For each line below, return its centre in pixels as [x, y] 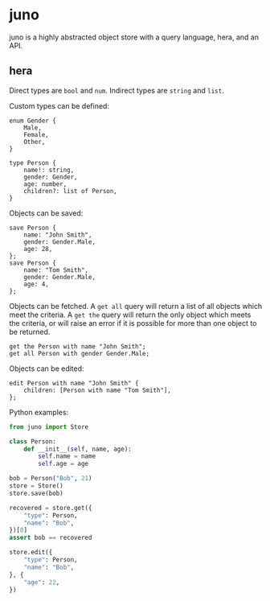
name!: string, [49, 170]
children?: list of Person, [70, 191]
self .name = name [67, 456]
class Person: [33, 441]
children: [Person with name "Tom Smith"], [98, 390]
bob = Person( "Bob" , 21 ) [51, 479]
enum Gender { [33, 121]
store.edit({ [31, 553]
